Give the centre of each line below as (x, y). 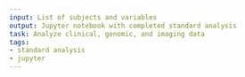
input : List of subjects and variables (83, 17)
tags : (19, 42)
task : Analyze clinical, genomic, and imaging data (107, 34)
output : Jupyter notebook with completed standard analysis (123, 26)
